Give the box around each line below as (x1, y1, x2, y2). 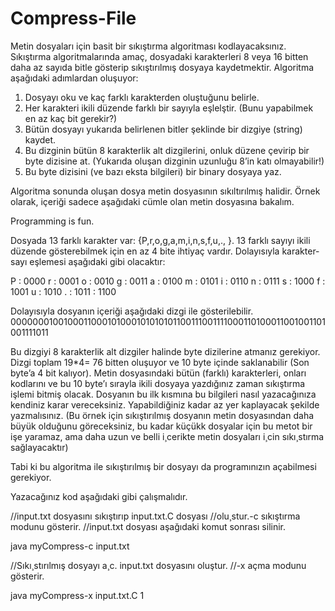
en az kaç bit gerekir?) (24, 112, 118, 124)
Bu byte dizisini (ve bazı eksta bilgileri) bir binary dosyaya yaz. (24, 165, 282, 177)
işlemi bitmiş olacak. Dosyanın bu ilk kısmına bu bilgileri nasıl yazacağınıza (10, 388, 317, 400)
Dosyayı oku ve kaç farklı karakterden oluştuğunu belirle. (24, 91, 260, 103)
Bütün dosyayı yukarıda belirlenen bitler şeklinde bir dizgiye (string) (24, 123, 303, 135)
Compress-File (10, 7, 137, 30)
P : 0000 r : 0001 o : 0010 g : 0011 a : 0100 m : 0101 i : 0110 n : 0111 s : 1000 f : (10, 275, 326, 287)
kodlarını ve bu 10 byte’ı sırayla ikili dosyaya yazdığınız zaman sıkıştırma (10, 377, 306, 389)
